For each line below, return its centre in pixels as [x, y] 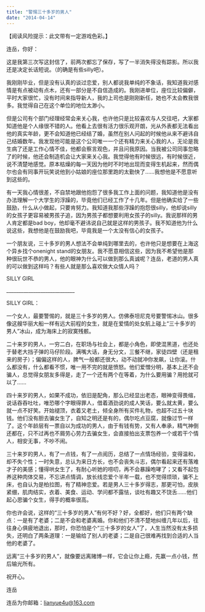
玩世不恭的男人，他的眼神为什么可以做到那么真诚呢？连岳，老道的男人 [105, 258]
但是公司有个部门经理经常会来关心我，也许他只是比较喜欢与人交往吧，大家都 [103, 118]
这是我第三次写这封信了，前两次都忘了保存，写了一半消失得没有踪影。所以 [100, 62]
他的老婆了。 [22, 543]
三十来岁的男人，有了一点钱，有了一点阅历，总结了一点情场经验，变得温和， [103, 454]
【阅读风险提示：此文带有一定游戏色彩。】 [59, 36]
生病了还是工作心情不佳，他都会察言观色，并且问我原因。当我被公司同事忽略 [103, 149]
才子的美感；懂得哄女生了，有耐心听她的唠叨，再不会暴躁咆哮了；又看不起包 [103, 469]
